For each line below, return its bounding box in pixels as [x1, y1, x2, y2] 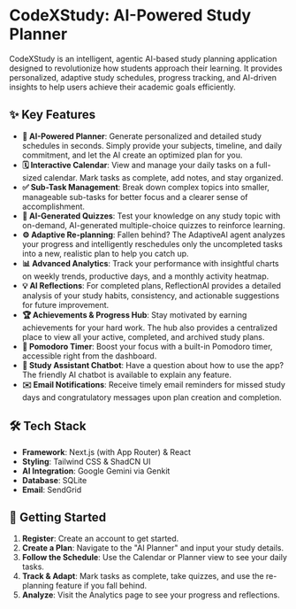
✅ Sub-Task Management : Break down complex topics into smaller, [21, 181, 269, 192]
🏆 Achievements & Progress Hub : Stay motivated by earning [21, 309, 247, 320]
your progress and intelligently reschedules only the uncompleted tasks [21, 238, 283, 249]
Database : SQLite [21, 474, 87, 485]
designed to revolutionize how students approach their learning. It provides [9, 63, 283, 73]
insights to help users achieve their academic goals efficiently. [9, 81, 236, 92]
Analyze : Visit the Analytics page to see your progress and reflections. [21, 590, 280, 600]
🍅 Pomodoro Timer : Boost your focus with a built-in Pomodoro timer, [21, 341, 273, 351]
